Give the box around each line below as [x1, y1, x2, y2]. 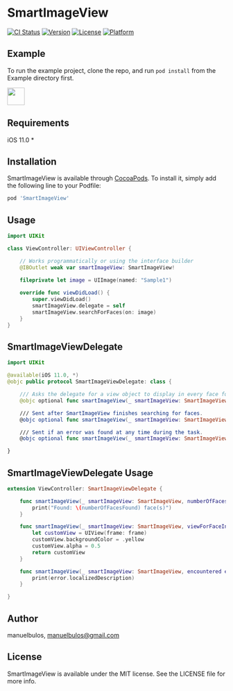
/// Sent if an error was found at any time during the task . [19, 429, 203, 436]
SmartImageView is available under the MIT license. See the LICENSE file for [7, 669, 225, 678]
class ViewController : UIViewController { [7, 245, 132, 252]
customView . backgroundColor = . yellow [32, 536, 144, 543]
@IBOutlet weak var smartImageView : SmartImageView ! [19, 264, 175, 271]
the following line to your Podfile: [7, 182, 102, 190]
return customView [32, 549, 85, 556]
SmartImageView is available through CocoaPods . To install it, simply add [7, 174, 217, 182]
